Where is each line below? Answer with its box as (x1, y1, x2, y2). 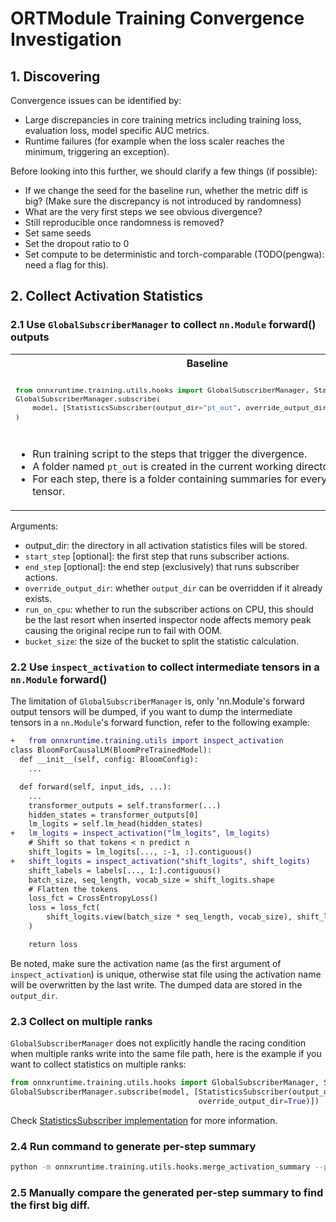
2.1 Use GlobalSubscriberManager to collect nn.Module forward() (10, 318, 317, 332)
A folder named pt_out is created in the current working (32, 460, 294, 474)
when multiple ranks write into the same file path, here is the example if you (10, 1048, 322, 1060)
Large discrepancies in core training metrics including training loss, (24, 114, 302, 126)
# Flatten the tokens (28, 884, 118, 894)
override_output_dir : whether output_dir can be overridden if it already (24, 582, 323, 594)
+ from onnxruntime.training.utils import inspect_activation (10, 736, 284, 746)
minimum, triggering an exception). (24, 146, 170, 157)
